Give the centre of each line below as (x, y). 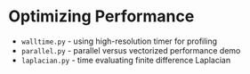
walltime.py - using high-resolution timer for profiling (119, 41)
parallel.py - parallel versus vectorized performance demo (131, 50)
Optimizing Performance (101, 16)
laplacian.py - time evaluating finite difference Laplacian (126, 60)
